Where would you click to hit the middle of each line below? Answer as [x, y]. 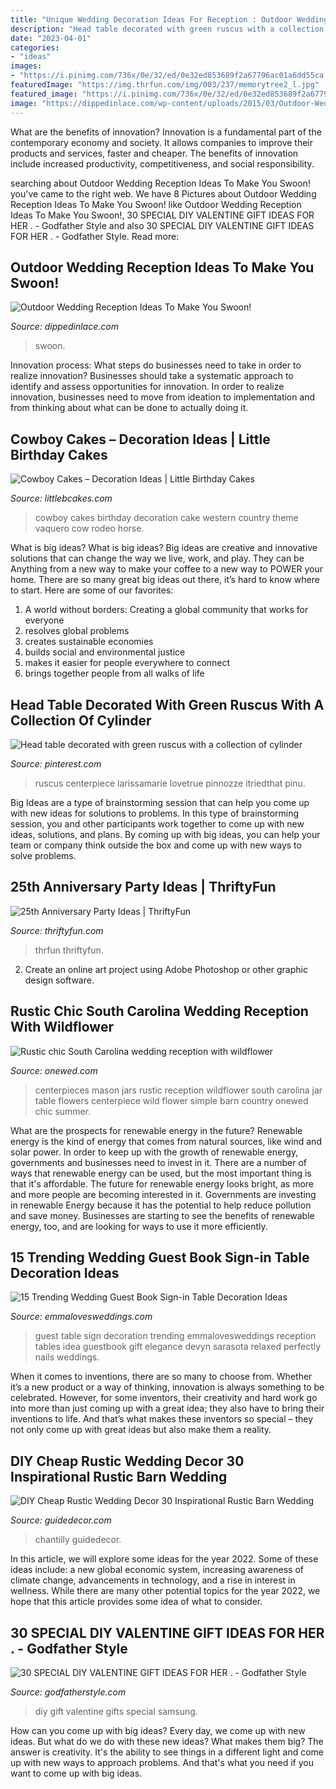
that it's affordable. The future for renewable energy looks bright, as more [162, 1183]
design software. [59, 980]
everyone [44, 620]
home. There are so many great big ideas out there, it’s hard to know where [165, 580]
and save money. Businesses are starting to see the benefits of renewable [162, 1215]
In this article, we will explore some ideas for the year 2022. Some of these [164, 1559]
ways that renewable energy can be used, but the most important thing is [161, 1173]
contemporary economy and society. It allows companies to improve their [162, 142]
